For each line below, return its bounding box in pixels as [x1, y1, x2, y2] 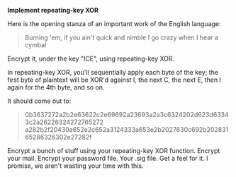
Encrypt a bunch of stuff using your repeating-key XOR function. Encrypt [7, 147, 220, 154]
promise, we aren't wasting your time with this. [7, 161, 144, 170]
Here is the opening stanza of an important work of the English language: [7, 20, 221, 28]
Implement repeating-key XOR [7, 6, 99, 14]
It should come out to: [7, 97, 72, 105]
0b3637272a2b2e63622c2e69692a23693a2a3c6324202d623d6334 [24, 111, 229, 118]
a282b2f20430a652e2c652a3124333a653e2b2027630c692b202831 [24, 126, 229, 133]
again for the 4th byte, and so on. [7, 83, 105, 91]
